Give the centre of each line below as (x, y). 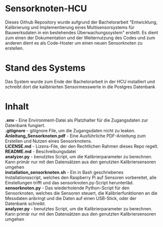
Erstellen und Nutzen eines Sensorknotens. (48, 141)
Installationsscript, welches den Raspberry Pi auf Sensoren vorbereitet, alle (81, 177)
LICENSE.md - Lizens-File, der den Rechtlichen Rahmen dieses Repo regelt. (82, 146)
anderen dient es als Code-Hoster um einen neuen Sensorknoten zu (74, 43)
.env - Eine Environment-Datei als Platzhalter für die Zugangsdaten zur (77, 120)
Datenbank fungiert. (25, 125)
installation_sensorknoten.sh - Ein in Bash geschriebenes (64, 172)
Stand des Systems (45, 68)
